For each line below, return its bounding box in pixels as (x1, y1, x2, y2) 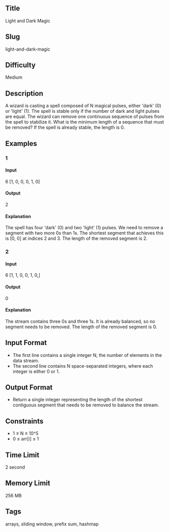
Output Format (5, 383, 53, 392)
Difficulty (5, 61, 36, 69)
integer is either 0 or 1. (12, 368, 60, 374)
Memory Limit (5, 479, 50, 488)
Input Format (5, 338, 47, 347)
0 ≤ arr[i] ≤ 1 (12, 436, 39, 442)
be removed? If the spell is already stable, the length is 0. (5, 125, 125, 131)
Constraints (5, 417, 44, 425)
